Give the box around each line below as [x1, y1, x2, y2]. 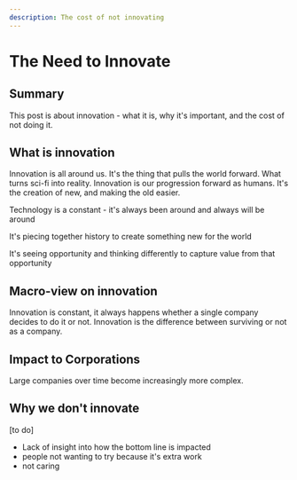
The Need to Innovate [9, 51, 171, 71]
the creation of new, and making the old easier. [9, 187, 181, 198]
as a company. [9, 326, 63, 337]
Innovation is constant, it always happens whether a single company [9, 307, 259, 318]
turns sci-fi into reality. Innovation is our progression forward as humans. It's [9, 178, 289, 189]
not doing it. [9, 119, 53, 130]
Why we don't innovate [9, 401, 140, 416]
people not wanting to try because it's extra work [21, 451, 202, 461]
